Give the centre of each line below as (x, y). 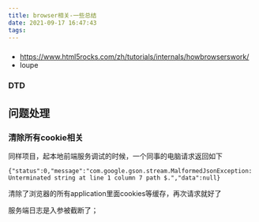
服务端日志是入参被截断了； (53, 210)
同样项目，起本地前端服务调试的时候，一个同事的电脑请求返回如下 (115, 156)
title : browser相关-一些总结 (53, 15)
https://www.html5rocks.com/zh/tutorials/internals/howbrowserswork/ (134, 57)
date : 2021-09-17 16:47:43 (53, 23)
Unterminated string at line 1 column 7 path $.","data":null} (114, 178)
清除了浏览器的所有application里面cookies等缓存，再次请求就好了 (115, 193)
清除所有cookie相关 (46, 137)
